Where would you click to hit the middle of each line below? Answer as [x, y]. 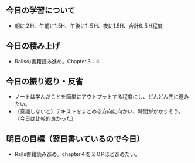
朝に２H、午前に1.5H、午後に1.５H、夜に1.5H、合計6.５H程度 [88, 26]
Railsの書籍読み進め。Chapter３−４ [57, 61]
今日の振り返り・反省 [45, 82]
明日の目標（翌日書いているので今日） [75, 139]
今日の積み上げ [33, 46]
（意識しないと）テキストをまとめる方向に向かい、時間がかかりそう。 [99, 111]
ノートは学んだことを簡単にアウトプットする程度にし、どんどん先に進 [99, 97]
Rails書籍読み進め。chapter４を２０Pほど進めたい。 [77, 154]
